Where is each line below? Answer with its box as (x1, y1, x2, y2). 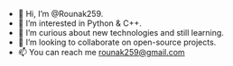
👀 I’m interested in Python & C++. (17, 18, 143, 29)
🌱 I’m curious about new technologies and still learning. (17, 28, 224, 37)
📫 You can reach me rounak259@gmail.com (17, 47, 185, 57)
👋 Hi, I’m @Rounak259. (17, 9, 104, 19)
